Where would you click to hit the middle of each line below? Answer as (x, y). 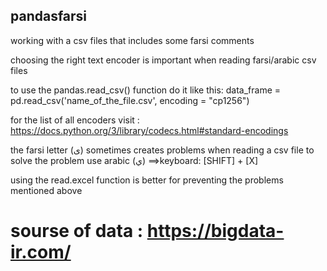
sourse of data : (77, 231)
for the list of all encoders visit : (75, 120)
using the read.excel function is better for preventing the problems (147, 180)
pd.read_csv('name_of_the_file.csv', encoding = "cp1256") (130, 100)
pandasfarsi (49, 16)
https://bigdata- (215, 231)
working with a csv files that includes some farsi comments (132, 40)
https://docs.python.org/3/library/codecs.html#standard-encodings (149, 130)
